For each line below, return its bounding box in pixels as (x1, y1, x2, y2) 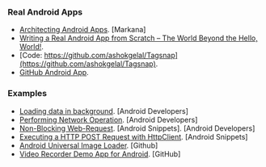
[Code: (19, 51, 43, 61)
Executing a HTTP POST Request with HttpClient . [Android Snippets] (19, 132, 248, 141)
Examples (7, 88, 48, 99)
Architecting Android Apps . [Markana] (19, 25, 146, 35)
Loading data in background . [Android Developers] (19, 106, 189, 115)
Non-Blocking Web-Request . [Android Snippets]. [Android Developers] (19, 123, 255, 133)
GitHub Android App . (19, 68, 90, 77)
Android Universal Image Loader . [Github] (19, 140, 158, 150)
